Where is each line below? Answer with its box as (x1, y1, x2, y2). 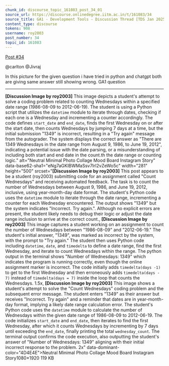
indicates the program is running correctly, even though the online (5, 258, 142, 264)
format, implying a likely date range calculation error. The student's (14, 301, 153, 307)
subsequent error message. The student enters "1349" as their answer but (5, 291, 159, 297)
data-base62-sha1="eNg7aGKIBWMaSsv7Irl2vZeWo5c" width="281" (5, 162, 148, 168)
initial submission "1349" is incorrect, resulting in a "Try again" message (5, 130, 155, 136)
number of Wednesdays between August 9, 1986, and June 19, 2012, (5, 184, 147, 190)
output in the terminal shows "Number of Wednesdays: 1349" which (5, 253, 146, 259)
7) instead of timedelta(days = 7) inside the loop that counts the (5, 274, 140, 281)
